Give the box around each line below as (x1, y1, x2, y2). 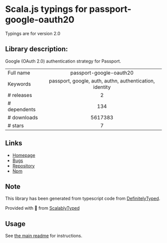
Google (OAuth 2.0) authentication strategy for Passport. (5, 58, 121, 64)
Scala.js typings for (5, 3, 87, 15)
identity (93, 83, 111, 90)
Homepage (12, 152, 36, 158)
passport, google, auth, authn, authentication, (49, 77, 155, 84)
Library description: (5, 45, 68, 53)
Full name (7, 69, 31, 76)
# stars (7, 122, 24, 129)
